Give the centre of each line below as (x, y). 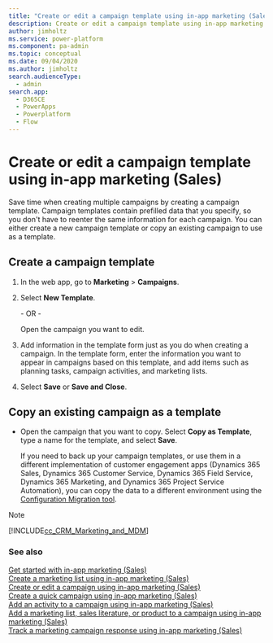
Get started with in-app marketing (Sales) (78, 570)
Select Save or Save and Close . (74, 387)
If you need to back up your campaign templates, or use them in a (130, 456)
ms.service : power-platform (56, 39)
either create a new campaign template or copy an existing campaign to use (135, 228)
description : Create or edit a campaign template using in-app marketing (136, 24)
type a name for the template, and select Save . (98, 440)
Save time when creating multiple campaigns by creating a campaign (124, 202)
